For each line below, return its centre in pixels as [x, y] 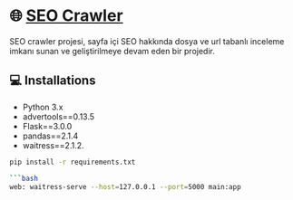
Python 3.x [43, 107]
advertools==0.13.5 [59, 116]
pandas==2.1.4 [50, 136]
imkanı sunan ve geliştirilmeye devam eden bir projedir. [112, 51]
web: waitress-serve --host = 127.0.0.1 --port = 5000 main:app [126, 186]
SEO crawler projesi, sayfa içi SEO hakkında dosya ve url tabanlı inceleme [147, 41]
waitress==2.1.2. [53, 145]
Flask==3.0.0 [47, 126]
